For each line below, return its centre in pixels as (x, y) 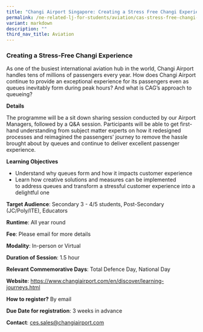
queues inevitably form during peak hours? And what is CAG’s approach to (99, 88)
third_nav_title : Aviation (40, 34)
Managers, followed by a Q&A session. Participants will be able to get (93, 124)
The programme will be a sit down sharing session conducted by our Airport (101, 118)
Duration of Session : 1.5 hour (43, 258)
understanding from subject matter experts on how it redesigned (101, 131)
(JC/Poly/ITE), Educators (37, 211)
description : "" (27, 29)
